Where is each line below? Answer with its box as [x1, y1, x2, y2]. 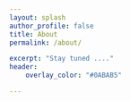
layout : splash [9, 13, 66, 22]
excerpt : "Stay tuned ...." [9, 55, 115, 63]
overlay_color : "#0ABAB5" [25, 71, 123, 80]
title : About [9, 29, 58, 38]
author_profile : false [9, 21, 94, 30]
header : [9, 63, 39, 72]
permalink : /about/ [9, 38, 82, 47]
